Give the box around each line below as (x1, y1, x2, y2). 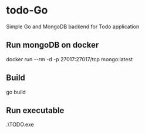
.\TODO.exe (6, 121, 34, 128)
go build (6, 88, 26, 95)
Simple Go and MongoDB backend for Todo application (6, 23, 140, 30)
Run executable (6, 105, 65, 115)
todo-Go (6, 4, 48, 17)
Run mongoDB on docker (6, 40, 99, 50)
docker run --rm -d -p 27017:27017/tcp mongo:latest (6, 55, 133, 62)
